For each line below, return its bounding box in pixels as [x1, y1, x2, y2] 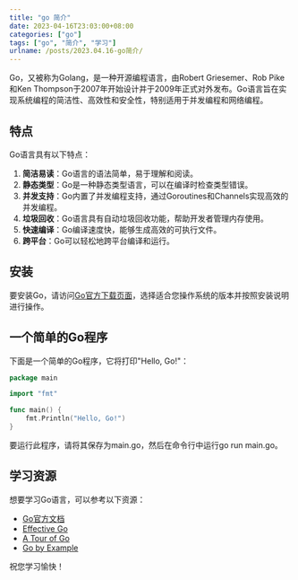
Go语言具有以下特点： [9, 149, 91, 160]
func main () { [9, 406, 63, 415]
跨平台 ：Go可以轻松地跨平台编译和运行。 [21, 235, 175, 246]
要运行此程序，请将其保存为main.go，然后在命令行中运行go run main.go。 [9, 439, 284, 450]
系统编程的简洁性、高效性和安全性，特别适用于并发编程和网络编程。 [16, 95, 268, 106]
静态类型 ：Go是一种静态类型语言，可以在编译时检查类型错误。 [21, 179, 253, 189]
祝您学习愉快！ [9, 560, 64, 571]
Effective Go [21, 523, 69, 534]
